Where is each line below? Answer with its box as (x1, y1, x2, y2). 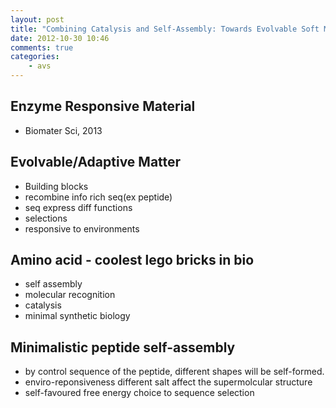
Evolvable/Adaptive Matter (10, 154, 182, 171)
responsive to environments (24, 222, 140, 235)
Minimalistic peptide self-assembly (10, 339, 236, 356)
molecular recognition (24, 289, 116, 301)
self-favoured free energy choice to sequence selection (24, 387, 255, 399)
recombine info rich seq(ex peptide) (24, 191, 173, 203)
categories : (10, 52, 60, 62)
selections (24, 212, 68, 224)
